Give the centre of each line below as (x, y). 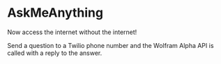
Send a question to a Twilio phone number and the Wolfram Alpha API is (110, 45)
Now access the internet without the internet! (72, 32)
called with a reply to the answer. (55, 53)
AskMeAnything (55, 13)
